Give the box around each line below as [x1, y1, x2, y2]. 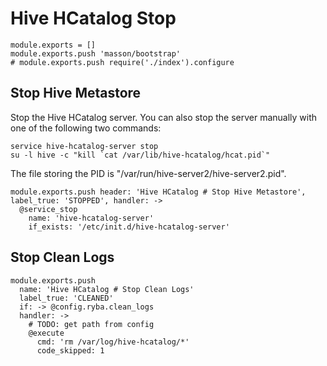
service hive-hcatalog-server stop [10, 141, 159, 151]
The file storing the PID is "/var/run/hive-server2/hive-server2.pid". [10, 167, 287, 179]
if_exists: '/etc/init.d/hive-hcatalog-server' [28, 222, 230, 232]
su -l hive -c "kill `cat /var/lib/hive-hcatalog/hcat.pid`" [10, 150, 271, 160]
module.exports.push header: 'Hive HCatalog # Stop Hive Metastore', [10, 187, 307, 197]
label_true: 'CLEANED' [19, 293, 114, 303]
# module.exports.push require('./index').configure [10, 57, 235, 67]
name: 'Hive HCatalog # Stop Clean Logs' [19, 284, 195, 294]
